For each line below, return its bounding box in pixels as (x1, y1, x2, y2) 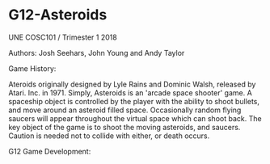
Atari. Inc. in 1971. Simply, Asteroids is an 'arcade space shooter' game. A (8, 87, 252, 98)
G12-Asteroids (8, 6, 108, 24)
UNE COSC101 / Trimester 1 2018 (8, 32, 117, 42)
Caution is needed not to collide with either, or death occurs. (8, 131, 210, 141)
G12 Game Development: (8, 146, 91, 156)
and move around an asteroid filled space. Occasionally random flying (8, 105, 242, 115)
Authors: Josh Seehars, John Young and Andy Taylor (8, 48, 185, 57)
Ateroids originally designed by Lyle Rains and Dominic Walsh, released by (8, 79, 256, 89)
